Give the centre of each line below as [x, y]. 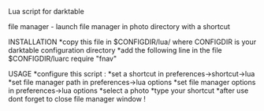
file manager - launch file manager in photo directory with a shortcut [119, 26]
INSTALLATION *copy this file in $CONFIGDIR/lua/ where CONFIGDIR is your [132, 42]
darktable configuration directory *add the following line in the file [115, 50]
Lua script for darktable [46, 11]
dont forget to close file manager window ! [77, 99]
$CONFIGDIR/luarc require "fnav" [62, 59]
